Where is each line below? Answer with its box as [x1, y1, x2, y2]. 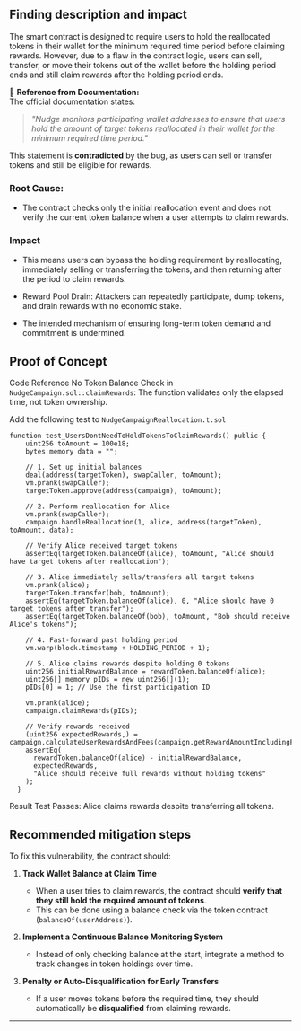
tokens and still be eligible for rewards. [9, 159, 152, 170]
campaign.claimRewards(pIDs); [25, 707, 139, 716]
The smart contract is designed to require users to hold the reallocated [9, 31, 271, 41]
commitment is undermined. [21, 328, 127, 339]
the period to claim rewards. [21, 274, 127, 285]
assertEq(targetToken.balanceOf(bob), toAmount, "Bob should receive [25, 612, 291, 621]
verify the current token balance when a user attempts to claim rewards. [21, 212, 289, 223]
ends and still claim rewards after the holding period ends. [9, 69, 224, 80]
